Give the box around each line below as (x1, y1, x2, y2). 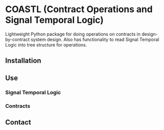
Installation (5, 57, 41, 65)
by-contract (5, 36, 30, 42)
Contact (5, 118, 31, 126)
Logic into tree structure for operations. (5, 41, 87, 48)
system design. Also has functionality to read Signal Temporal (30, 36, 159, 42)
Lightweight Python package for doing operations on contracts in (5, 31, 141, 37)
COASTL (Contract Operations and (5, 4, 153, 15)
